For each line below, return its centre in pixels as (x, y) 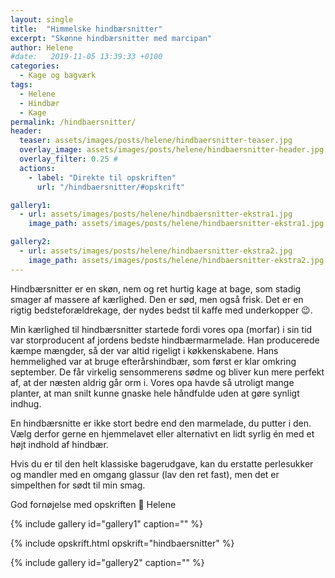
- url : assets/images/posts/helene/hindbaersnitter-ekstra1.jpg (156, 214)
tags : (21, 85)
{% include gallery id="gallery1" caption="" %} (106, 523)
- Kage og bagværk (58, 76)
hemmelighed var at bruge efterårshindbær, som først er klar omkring (153, 361)
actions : (37, 168)
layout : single (42, 19)
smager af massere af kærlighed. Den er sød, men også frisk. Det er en (157, 299)
